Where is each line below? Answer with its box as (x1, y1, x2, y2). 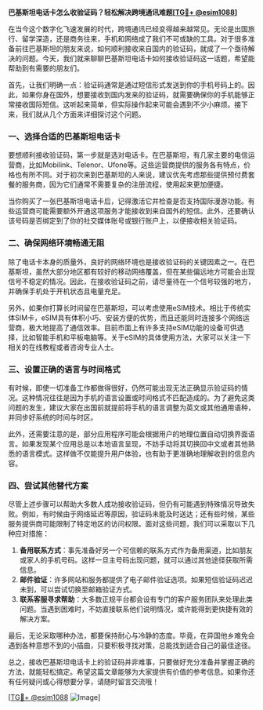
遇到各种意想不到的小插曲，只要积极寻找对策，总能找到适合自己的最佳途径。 (8, 641, 255, 650)
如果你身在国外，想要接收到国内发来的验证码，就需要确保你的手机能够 (21, 90, 248, 99)
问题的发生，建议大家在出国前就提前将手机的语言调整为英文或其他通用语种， (8, 402, 255, 412)
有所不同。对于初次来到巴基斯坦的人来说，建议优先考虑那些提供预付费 (21, 170, 248, 180)
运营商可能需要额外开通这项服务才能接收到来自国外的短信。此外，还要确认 (14, 206, 255, 216)
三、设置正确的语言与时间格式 (8, 364, 121, 375)
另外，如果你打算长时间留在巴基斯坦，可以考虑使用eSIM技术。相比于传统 (8, 303, 244, 312)
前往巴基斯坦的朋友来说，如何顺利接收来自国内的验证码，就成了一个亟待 (14, 44, 248, 53)
